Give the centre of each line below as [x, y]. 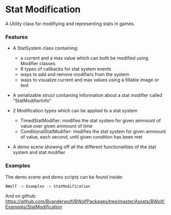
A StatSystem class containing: [45, 48]
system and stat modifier [39, 152]
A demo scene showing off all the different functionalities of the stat [84, 147]
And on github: [21, 196]
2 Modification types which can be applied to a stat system [75, 111]
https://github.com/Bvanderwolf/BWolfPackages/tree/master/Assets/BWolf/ [85, 202]
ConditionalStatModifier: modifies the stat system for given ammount [93, 131]
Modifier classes [38, 64]
